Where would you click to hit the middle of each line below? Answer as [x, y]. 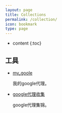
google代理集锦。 [31, 105]
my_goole [22, 73]
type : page [17, 29]
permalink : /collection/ [31, 19]
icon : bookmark [21, 24]
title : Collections [26, 15]
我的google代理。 [31, 83]
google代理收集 [29, 94]
